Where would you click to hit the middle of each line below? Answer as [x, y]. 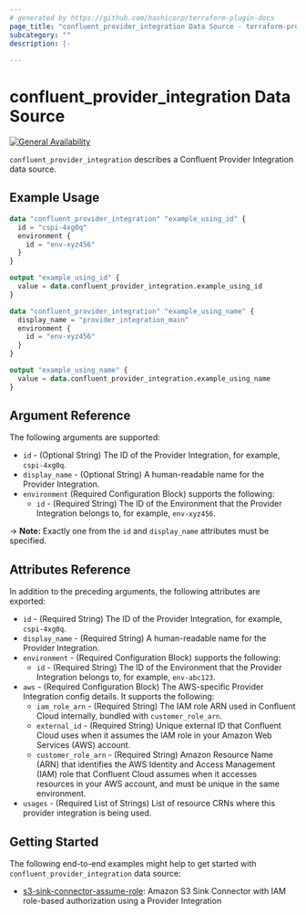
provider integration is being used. [87, 813]
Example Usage [55, 198]
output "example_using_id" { [65, 278]
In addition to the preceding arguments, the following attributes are [135, 592]
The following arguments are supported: [85, 437]
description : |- [40, 43]
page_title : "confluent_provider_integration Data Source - [126, 26]
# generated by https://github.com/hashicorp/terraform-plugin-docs [142, 18]
